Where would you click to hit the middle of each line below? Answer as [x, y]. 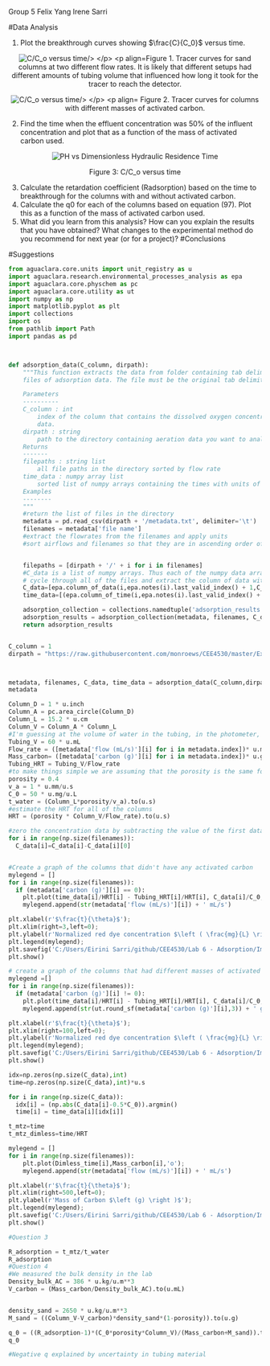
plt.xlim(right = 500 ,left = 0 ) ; [57, 1193]
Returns [35, 447]
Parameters [41, 394]
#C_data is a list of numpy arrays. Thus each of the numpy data [135, 573]
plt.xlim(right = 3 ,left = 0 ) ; [53, 927]
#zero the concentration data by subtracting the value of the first [127, 831]
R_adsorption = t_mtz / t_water [59, 1252]
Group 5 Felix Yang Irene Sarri [58, 12]
